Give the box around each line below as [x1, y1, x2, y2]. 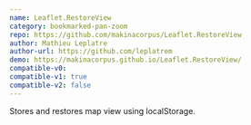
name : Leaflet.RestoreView [9, 13, 112, 23]
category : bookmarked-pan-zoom [9, 22, 128, 31]
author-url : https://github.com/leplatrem [9, 47, 173, 56]
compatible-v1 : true [9, 72, 88, 82]
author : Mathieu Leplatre [9, 38, 107, 48]
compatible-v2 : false [9, 81, 92, 90]
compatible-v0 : [9, 64, 67, 73]
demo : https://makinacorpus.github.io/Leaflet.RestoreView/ [9, 55, 243, 64]
